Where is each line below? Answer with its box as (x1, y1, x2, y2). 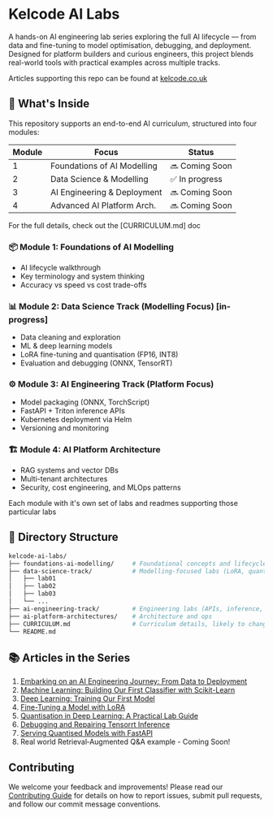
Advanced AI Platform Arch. (50, 200, 157, 211)
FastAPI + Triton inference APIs (19, 405, 126, 415)
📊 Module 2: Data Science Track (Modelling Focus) (8, 300, 214, 312)
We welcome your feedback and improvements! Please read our (8, 782, 223, 792)
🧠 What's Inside (8, 97, 90, 110)
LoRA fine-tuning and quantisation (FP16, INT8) (19, 350, 179, 360)
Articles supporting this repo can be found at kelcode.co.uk (8, 73, 208, 83)
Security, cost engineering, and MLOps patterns (19, 482, 181, 492)
